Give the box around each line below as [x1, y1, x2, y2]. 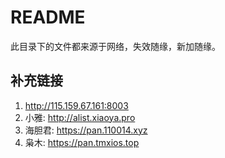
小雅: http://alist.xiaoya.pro [24, 111, 136, 123]
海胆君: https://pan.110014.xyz [24, 124, 148, 136]
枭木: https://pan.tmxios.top [24, 136, 140, 148]
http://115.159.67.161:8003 [24, 99, 129, 111]
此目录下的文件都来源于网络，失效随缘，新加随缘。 [10, 40, 221, 52]
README [10, 6, 86, 29]
